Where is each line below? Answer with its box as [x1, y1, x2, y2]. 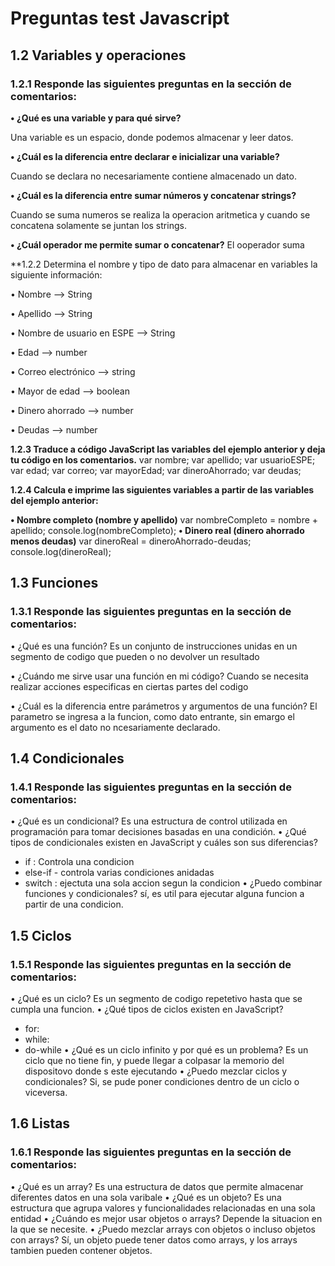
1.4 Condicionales [10, 750, 125, 767]
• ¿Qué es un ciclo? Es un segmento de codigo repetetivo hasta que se [10, 992, 303, 1004]
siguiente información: [10, 268, 103, 281]
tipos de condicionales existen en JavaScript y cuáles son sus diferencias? [10, 837, 318, 849]
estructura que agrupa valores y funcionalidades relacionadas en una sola [10, 1202, 316, 1214]
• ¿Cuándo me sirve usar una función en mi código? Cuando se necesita [10, 670, 309, 682]
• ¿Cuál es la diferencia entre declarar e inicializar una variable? [10, 150, 280, 162]
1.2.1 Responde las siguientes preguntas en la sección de [10, 77, 292, 91]
